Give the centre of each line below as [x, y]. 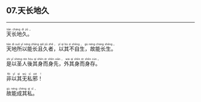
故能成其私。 [22, 93]
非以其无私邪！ [25, 78]
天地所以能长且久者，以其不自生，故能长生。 [61, 49]
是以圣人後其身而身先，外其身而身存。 [53, 63]
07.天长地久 [28, 11]
